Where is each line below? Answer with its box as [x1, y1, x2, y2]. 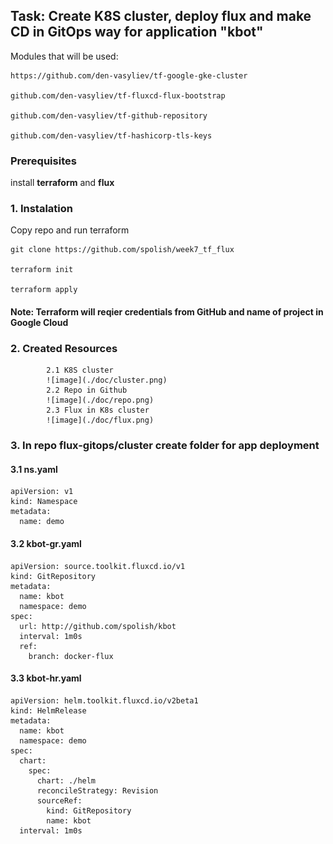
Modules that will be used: [10, 50, 119, 62]
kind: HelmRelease [10, 705, 87, 716]
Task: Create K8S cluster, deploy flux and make [10, 8, 312, 25]
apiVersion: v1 [10, 487, 74, 497]
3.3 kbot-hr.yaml [10, 672, 82, 684]
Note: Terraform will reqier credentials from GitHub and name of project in [10, 306, 324, 318]
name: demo [19, 517, 65, 527]
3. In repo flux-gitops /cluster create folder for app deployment [10, 439, 320, 453]
